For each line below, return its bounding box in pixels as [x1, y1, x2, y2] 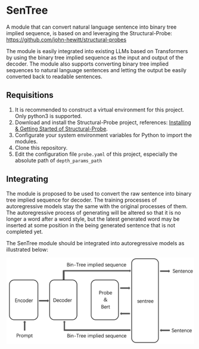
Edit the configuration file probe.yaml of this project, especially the [14, 150, 178, 157]
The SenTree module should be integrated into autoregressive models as [6, 239, 185, 246]
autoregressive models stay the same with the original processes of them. [6, 202, 188, 209]
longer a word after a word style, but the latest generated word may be [6, 215, 180, 223]
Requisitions [6, 90, 54, 100]
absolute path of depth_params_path [14, 156, 102, 164]
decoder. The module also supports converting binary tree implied [6, 60, 169, 67]
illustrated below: [6, 246, 49, 253]
